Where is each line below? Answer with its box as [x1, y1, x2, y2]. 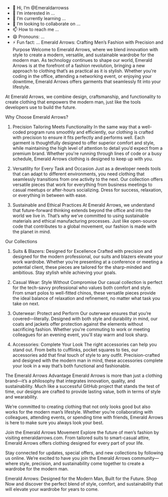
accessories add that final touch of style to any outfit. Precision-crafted [12, 352, 160, 358]
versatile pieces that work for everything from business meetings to [12, 181, 152, 187]
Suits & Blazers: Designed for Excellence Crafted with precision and [12, 248, 152, 254]
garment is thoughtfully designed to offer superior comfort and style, [12, 140, 155, 146]
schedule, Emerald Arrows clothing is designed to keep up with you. [12, 156, 153, 162]
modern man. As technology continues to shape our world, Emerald [12, 57, 152, 63]
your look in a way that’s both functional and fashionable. [12, 363, 131, 369]
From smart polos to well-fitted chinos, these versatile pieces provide [12, 290, 156, 296]
